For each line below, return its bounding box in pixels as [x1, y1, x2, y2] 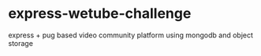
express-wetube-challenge [8, 5, 192, 23]
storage [8, 38, 34, 47]
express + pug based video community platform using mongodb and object [8, 30, 254, 40]
